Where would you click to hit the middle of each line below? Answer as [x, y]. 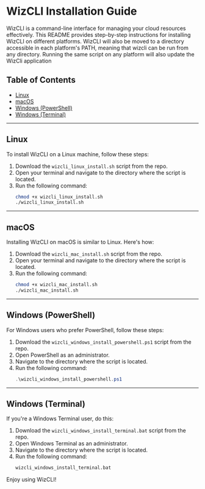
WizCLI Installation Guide [72, 11]
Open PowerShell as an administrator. [62, 355]
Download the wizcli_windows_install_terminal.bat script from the [100, 431]
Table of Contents [41, 80]
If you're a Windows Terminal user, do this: [60, 419]
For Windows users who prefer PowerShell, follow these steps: [85, 330]
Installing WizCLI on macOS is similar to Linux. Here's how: [80, 242]
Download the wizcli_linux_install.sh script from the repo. [91, 166]
